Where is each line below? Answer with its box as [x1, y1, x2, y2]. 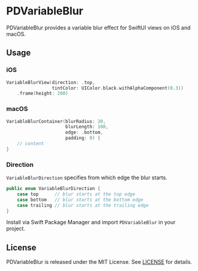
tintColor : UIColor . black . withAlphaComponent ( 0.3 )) [52, 85, 184, 91]
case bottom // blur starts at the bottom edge [17, 197, 144, 203]
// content [17, 141, 44, 147]
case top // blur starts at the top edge [17, 191, 136, 197]
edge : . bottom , [65, 130, 103, 135]
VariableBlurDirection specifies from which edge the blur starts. [6, 174, 168, 181]
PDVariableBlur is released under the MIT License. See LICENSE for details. [6, 258, 193, 266]
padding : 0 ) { [65, 135, 101, 141]
